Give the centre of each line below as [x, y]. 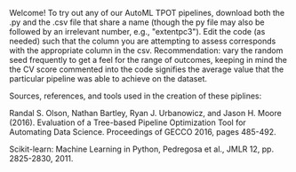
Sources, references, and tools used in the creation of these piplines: [136, 96]
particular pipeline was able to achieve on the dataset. [108, 78]
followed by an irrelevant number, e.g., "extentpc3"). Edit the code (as [137, 31]
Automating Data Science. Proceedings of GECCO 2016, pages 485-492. [143, 132]
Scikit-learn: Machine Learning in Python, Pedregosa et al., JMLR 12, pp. [141, 149]
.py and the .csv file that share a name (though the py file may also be [137, 22]
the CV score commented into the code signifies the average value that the [147, 69]
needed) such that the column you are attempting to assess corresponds [143, 41]
